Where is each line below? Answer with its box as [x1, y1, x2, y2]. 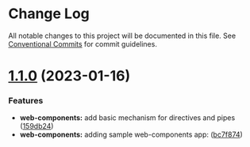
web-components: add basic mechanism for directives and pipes [19, 113, 236, 122]
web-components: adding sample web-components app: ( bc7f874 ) [19, 130, 244, 139]
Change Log [8, 5, 90, 23]
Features [8, 96, 44, 107]
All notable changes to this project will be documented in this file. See [8, 31, 237, 40]
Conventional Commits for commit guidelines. [8, 39, 157, 48]
